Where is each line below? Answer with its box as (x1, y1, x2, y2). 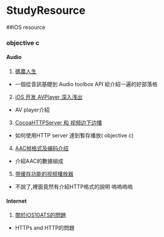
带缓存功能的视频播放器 (14, 170, 74, 178)
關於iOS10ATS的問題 (14, 212, 66, 219)
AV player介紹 (14, 106, 50, 113)
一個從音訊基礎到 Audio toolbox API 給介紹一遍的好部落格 (14, 81, 158, 88)
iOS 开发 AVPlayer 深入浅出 (14, 93, 83, 101)
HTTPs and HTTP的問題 (14, 224, 75, 232)
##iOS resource (6, 24, 46, 31)
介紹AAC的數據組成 (14, 157, 64, 165)
